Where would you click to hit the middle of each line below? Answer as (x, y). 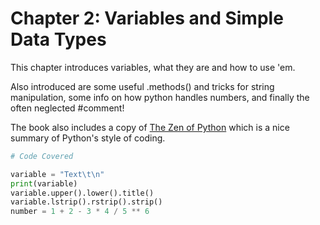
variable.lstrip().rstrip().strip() (86, 202)
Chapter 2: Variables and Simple (147, 18)
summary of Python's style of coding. (88, 138)
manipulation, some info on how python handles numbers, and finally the (160, 97)
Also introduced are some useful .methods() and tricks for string (142, 86)
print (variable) (44, 183)
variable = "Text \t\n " (57, 174)
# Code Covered (42, 156)
